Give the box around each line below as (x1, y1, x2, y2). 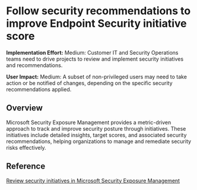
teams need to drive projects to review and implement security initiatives (6, 55, 184, 62)
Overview (6, 103, 43, 113)
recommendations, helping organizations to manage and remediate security (6, 138, 192, 145)
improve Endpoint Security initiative (6, 17, 187, 30)
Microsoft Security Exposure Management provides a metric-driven (6, 119, 171, 126)
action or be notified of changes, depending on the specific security (6, 79, 173, 87)
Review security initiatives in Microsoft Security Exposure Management (6, 177, 180, 184)
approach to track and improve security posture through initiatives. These (6, 125, 186, 132)
